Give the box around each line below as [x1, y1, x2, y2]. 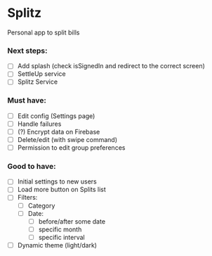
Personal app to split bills [7, 28, 80, 37]
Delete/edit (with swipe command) [17, 135, 118, 143]
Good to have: [7, 161, 56, 171]
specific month [38, 225, 82, 233]
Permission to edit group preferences [17, 143, 126, 152]
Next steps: [7, 46, 48, 56]
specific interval [38, 233, 86, 241]
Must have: [7, 96, 47, 105]
